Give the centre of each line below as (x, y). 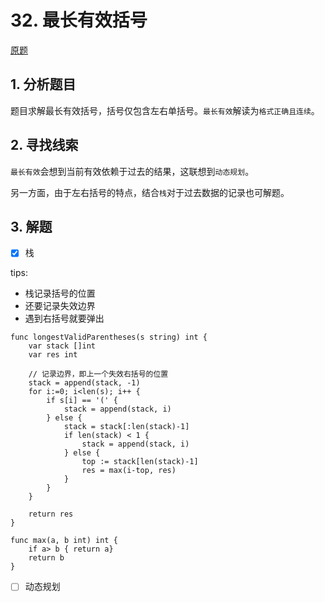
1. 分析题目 (43, 84)
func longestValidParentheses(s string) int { (109, 337)
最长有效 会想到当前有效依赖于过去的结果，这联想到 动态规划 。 (132, 171)
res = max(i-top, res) (129, 471)
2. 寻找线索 (44, 145)
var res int (53, 355)
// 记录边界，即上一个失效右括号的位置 (98, 374)
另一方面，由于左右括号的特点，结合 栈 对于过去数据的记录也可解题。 (150, 192)
